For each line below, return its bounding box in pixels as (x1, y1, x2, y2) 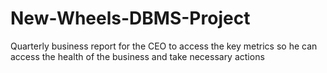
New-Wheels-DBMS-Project (10, 7, 251, 30)
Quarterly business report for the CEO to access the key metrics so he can (10, 40, 318, 52)
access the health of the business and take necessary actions (10, 50, 265, 62)
